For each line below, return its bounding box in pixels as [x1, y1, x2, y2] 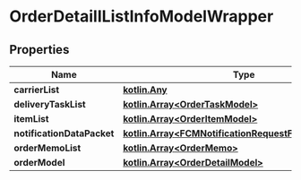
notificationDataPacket [13, 127, 115, 140]
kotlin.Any [122, 83, 168, 96]
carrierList [13, 83, 60, 96]
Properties [9, 42, 70, 57]
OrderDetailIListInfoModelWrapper [9, 6, 274, 27]
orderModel [13, 157, 65, 168]
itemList [13, 113, 49, 124]
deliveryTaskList [13, 99, 87, 110]
